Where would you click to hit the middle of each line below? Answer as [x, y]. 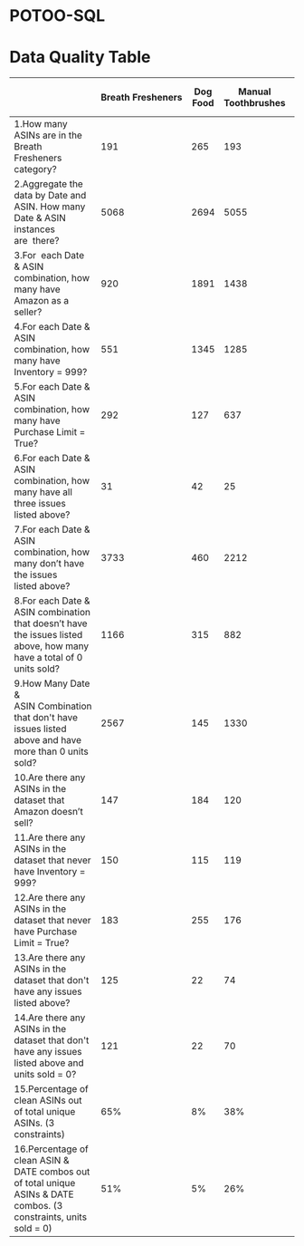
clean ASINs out [48, 1100]
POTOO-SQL [57, 16]
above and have [48, 740]
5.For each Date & [52, 387]
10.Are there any [50, 778]
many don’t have [49, 564]
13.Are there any [50, 958]
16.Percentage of [51, 1149]
